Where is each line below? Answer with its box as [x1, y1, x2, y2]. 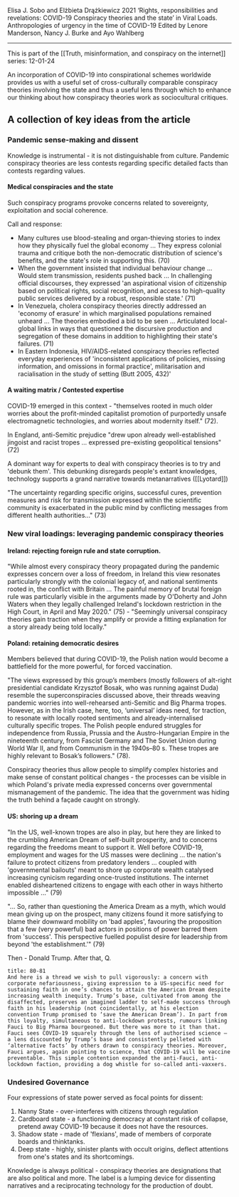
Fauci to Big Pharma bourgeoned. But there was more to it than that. [7, 1023, 221, 1031]
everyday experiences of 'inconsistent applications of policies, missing [17, 354, 225, 363]
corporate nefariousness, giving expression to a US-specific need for [7, 979, 224, 987]
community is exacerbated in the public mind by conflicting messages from [7, 504, 228, 512]
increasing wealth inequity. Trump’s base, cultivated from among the [7, 992, 221, 999]
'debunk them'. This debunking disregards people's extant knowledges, [7, 467, 217, 476]
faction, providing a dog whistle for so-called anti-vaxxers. [36, 1060, 228, 1068]
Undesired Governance [7, 1077, 90, 1087]
